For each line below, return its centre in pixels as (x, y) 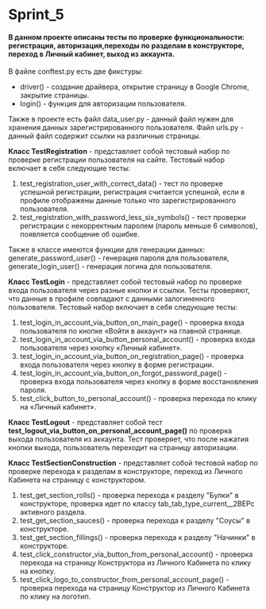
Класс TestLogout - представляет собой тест (85, 422)
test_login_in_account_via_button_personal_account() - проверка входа (137, 340)
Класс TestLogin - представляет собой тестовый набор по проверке (125, 282)
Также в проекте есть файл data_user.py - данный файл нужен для (121, 119)
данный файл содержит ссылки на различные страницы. (104, 136)
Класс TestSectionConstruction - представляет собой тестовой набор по (133, 463)
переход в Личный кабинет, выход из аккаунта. (92, 54)
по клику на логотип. (55, 596)
